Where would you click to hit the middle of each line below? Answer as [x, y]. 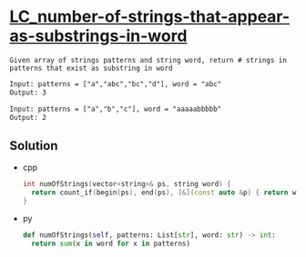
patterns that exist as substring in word [91, 68]
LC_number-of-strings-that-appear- [150, 17]
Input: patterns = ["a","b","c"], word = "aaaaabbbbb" [116, 109]
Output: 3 [28, 93]
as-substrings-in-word [98, 36]
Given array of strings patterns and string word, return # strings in [148, 60]
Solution [34, 146]
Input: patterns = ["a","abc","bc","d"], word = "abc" [116, 84]
